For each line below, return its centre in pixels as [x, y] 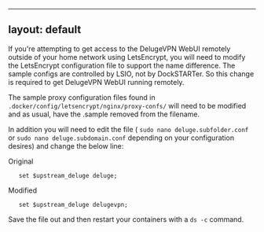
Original [21, 161]
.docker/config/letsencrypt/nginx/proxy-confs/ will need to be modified [127, 105]
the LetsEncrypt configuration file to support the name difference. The [122, 65]
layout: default [45, 29]
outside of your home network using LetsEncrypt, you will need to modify [127, 57]
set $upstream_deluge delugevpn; [73, 204]
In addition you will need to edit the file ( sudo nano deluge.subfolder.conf [128, 129]
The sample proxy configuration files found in [82, 97]
